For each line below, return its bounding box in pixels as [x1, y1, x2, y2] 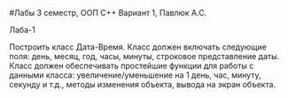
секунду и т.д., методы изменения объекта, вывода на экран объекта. [9, 79, 276, 89]
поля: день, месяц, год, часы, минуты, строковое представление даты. [9, 51, 280, 61]
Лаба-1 [9, 25, 35, 34]
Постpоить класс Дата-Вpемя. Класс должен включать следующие [9, 41, 268, 52]
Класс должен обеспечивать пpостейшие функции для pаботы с [9, 61, 254, 71]
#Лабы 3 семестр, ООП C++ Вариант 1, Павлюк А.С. [9, 8, 207, 18]
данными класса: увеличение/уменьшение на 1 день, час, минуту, [9, 70, 261, 80]
